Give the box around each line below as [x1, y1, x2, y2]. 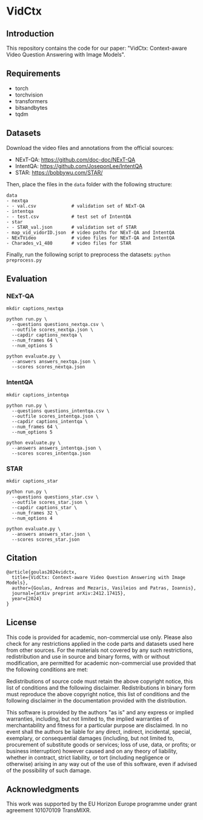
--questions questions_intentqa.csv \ [12, 408, 110, 414]
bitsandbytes [15, 104, 48, 111]
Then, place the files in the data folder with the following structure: [6, 180, 173, 188]
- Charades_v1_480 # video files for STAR [6, 240, 131, 246]
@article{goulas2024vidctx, [6, 569, 78, 575]
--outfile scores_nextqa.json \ [12, 327, 94, 333]
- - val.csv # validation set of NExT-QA [6, 203, 145, 209]
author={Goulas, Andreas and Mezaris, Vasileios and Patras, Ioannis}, [12, 585, 197, 591]
